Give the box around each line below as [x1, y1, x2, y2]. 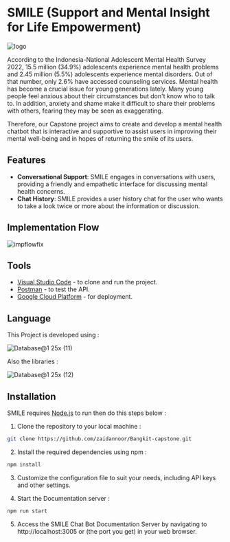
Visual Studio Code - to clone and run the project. [16, 278, 158, 286]
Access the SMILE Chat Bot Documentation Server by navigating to [16, 520, 207, 528]
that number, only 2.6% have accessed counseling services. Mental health [7, 77, 218, 85]
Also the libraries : [7, 357, 58, 365]
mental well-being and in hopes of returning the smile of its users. [7, 134, 194, 142]
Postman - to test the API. [16, 285, 91, 293]
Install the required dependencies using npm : [16, 448, 148, 456]
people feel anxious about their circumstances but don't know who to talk [7, 91, 215, 100]
